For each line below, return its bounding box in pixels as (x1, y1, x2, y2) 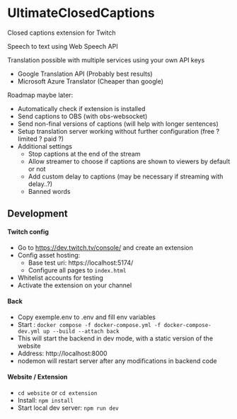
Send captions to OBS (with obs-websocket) (17, 112, 148, 120)
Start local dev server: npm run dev (17, 403, 119, 412)
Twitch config (7, 227, 50, 236)
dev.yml (17, 328, 40, 335)
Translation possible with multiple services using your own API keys (7, 55, 205, 64)
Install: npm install (17, 396, 74, 404)
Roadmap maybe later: (7, 91, 74, 99)
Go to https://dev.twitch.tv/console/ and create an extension (17, 243, 193, 252)
